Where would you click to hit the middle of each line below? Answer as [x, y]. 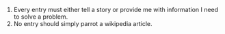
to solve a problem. [41, 17]
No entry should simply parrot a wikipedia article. [83, 24]
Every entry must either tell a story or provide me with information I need [116, 10]
